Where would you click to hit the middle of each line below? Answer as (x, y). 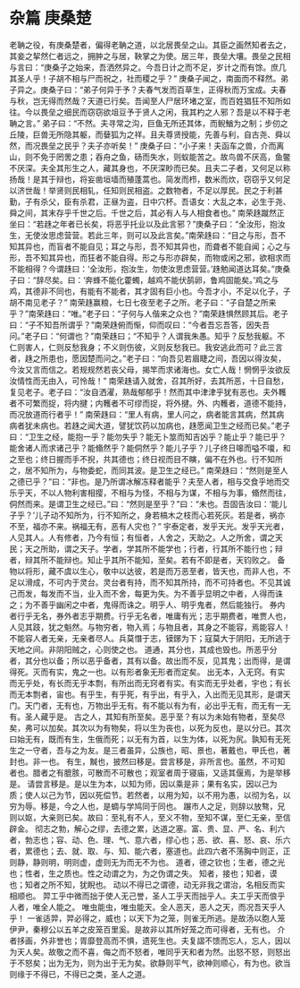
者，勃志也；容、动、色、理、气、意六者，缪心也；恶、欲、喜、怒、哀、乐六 (150, 839)
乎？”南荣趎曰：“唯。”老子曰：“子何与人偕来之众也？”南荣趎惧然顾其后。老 (145, 314)
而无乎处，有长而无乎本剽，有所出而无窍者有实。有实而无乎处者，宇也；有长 (150, 683)
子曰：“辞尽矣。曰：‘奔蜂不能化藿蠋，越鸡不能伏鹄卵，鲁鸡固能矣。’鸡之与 (144, 279)
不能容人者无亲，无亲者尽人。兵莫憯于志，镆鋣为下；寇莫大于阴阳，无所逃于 (150, 638)
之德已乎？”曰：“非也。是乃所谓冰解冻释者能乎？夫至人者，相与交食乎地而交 (150, 481)
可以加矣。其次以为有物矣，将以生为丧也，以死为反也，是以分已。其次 (162, 727)
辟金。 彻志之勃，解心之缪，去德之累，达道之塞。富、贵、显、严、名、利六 (147, 829)
